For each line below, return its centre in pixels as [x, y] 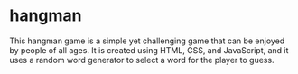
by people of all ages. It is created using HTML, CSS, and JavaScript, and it [149, 50]
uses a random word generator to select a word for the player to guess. [142, 60]
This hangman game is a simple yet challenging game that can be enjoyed [147, 41]
